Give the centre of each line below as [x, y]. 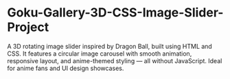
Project [28, 27]
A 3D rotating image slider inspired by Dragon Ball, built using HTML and [110, 46]
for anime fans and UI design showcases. [66, 68]
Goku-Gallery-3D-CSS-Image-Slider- [115, 13]
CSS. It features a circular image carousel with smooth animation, [100, 54]
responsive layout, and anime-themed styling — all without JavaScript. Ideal [115, 60]
